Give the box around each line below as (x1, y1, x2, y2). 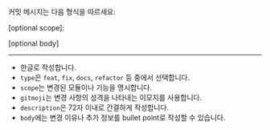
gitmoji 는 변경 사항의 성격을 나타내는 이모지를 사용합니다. (19, 93, 202, 102)
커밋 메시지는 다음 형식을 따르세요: (8, 7, 116, 16)
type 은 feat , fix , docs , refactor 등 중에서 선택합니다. (19, 73, 190, 82)
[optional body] (8, 39, 59, 48)
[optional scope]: (8, 23, 65, 32)
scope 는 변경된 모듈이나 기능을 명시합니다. (19, 83, 153, 92)
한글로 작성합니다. (19, 63, 76, 72)
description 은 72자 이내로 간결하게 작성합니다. (19, 103, 170, 112)
